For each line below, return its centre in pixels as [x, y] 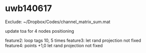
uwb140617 [29, 8]
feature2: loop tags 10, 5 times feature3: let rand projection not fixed [73, 40]
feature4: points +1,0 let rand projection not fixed [54, 45]
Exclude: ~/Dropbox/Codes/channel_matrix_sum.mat [58, 22]
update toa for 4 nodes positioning [40, 31]
